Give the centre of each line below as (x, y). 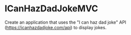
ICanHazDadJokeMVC (51, 9)
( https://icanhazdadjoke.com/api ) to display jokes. (56, 27)
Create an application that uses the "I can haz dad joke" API (65, 22)
